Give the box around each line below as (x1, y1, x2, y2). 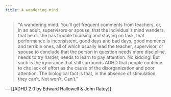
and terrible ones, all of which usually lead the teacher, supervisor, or (17, 43, 163, 49)
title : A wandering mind (5, 7, 58, 13)
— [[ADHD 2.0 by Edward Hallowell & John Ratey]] (5, 85, 111, 92)
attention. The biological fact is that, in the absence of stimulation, (17, 70, 157, 77)
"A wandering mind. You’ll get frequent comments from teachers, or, (17, 21, 162, 28)
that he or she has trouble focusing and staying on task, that (17, 32, 144, 38)
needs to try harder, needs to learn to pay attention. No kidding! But (17, 54, 160, 60)
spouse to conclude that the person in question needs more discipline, (17, 48, 166, 55)
